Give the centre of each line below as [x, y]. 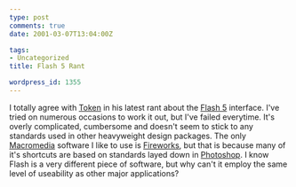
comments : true [37, 26]
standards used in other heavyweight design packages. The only [128, 136]
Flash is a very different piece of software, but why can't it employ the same [148, 164]
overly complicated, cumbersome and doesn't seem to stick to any [131, 126]
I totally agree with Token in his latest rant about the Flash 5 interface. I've [144, 107]
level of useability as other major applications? [94, 173]
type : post [29, 17]
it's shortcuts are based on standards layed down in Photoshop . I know [139, 154]
